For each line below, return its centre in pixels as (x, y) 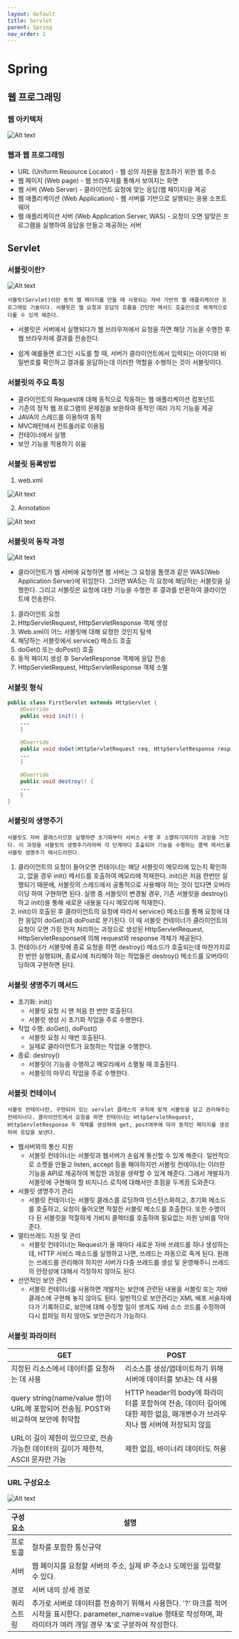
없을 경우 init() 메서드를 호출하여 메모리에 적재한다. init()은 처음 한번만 (124, 875)
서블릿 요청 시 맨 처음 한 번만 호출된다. (81, 1011)
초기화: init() (35, 1002)
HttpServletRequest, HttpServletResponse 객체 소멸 (93, 667)
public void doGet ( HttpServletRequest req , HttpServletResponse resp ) (127, 749)
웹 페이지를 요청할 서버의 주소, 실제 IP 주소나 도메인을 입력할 (127, 1566)
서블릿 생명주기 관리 (45, 1191)
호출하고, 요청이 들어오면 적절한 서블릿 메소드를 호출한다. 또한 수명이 (131, 1209)
